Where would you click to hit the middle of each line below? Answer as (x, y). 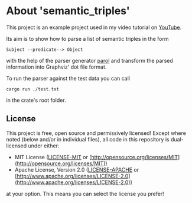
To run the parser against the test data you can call (68, 78)
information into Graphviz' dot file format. (56, 67)
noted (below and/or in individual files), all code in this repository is (88, 139)
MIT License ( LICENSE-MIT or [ (53, 157)
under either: (44, 146)
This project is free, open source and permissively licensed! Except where (96, 133)
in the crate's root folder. (36, 100)
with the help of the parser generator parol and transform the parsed (90, 60)
